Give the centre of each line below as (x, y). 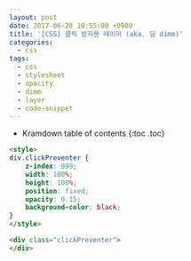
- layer (32, 100)
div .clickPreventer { (49, 158)
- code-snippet (45, 108)
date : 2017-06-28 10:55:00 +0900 (71, 26)
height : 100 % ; (51, 183)
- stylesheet (41, 75)
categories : (31, 42)
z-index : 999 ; (51, 166)
